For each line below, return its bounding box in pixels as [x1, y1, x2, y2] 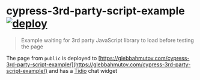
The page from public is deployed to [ [6, 54, 101, 61]
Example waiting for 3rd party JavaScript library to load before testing [20, 36, 194, 44]
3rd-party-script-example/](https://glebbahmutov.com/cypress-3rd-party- [6, 61, 191, 68]
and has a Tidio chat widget [49, 67, 118, 74]
